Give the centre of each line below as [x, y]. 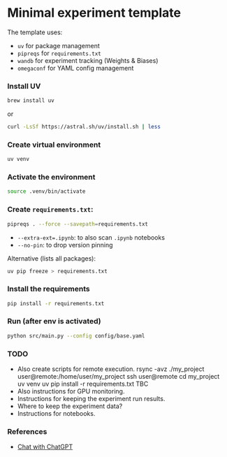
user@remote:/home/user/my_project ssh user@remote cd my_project [118, 377]
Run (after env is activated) [54, 321]
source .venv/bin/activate [46, 191]
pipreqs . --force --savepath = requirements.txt [78, 224]
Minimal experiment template [94, 13]
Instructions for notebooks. [56, 414]
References [27, 431]
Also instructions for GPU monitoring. [71, 391]
